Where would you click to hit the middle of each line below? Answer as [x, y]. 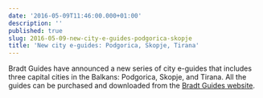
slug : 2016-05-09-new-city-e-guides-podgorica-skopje [101, 38]
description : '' [35, 23]
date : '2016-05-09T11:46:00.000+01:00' [75, 16]
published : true [35, 31]
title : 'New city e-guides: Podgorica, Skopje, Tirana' [104, 46]
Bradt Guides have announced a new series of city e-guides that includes [130, 68]
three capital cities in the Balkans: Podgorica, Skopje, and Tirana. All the [127, 77]
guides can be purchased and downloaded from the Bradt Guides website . [132, 86]
